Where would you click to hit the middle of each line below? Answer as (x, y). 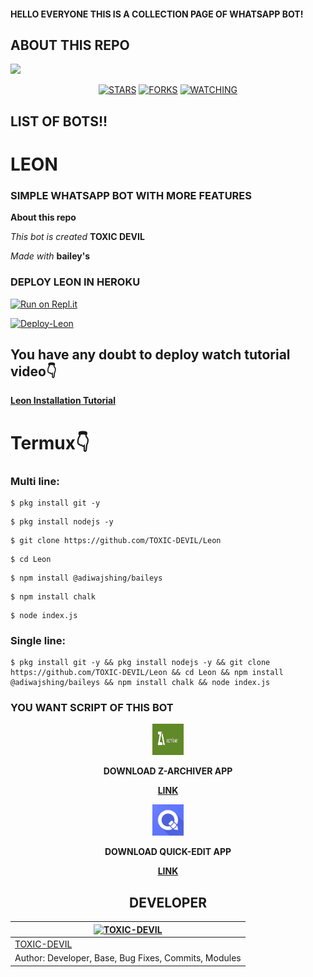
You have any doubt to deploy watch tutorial (150, 354)
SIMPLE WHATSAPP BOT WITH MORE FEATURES (131, 195)
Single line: (38, 640)
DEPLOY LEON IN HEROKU (75, 282)
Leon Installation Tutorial (63, 401)
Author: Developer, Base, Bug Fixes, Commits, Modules (128, 958)
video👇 (33, 371)
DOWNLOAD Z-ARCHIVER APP (168, 771)
